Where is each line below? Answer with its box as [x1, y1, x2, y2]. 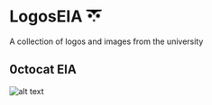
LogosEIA [9, 6, 83, 27]
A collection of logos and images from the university [9, 36, 204, 47]
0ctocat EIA [9, 62, 77, 77]
